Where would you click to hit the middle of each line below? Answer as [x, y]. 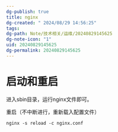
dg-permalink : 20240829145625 [44, 51]
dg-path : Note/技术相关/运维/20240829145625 [59, 34]
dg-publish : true [28, 12]
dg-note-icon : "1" [29, 39]
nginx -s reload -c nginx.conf [45, 123]
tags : [13, 28]
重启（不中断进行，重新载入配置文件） [53, 112]
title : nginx [22, 17]
